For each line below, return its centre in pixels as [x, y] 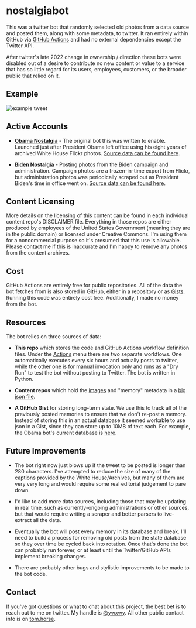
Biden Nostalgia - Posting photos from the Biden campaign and [91, 164]
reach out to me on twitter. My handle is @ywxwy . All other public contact [95, 612]
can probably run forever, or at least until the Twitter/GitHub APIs [93, 550]
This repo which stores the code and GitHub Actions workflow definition [102, 348]
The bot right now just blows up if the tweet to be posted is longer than [100, 465]
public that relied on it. [33, 76]
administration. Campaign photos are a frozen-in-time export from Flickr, [102, 170]
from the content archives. [38, 253]
